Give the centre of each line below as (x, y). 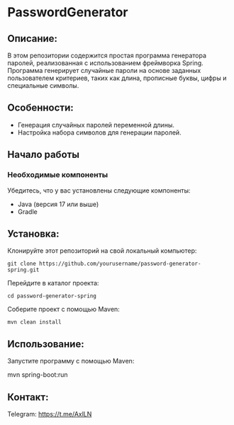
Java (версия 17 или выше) (58, 204)
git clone (22, 264)
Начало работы (44, 155)
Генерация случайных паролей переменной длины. (96, 125)
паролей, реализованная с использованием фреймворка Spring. (105, 63)
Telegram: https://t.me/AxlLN (50, 414)
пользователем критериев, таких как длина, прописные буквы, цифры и (117, 78)
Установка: (33, 233)
